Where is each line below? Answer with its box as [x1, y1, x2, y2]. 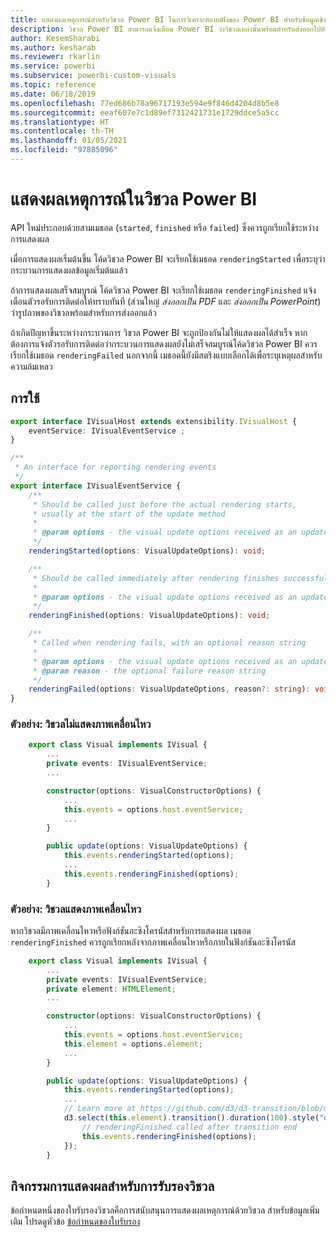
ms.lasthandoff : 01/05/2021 [10, 136, 128, 146]
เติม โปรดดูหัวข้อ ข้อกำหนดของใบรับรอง [10, 1216, 141, 1228]
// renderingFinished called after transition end [81, 1122, 298, 1132]
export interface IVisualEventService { [10, 481, 182, 491]
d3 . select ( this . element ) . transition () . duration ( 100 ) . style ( [63, 1113, 320, 1123]
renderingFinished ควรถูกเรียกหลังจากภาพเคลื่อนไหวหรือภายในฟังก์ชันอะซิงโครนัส [10, 936, 296, 948]
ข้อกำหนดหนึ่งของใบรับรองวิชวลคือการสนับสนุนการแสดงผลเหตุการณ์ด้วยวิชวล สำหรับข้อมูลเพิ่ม [10, 1204, 320, 1216]
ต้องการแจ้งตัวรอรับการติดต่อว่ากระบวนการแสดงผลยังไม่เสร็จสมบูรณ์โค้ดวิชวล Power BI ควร [10, 337, 318, 350]
